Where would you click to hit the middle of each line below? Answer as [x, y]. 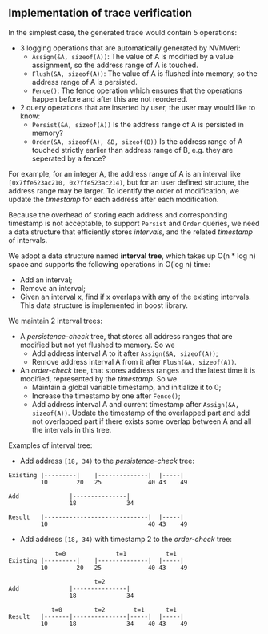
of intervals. [28, 240]
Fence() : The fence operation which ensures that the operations [137, 90]
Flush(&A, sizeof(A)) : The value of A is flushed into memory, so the [144, 73]
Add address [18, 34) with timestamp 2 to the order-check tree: [126, 539]
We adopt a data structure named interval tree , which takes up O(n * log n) [132, 256]
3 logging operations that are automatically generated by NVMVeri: [130, 48]
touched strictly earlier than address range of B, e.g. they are [132, 150]
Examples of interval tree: [50, 445]
